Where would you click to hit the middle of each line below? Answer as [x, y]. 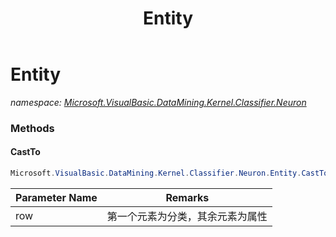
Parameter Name [56, 197]
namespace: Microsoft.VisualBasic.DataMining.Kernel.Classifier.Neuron [158, 102]
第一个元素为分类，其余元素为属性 [187, 216]
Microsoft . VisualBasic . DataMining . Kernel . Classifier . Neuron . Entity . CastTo [169, 173]
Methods [32, 128]
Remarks [187, 197]
